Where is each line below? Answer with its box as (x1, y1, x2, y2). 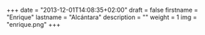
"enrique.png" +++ (6, 21, 61, 28)
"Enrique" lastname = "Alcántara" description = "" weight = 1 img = (6, 13, 197, 21)
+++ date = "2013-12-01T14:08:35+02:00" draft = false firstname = (6, 6, 199, 14)
